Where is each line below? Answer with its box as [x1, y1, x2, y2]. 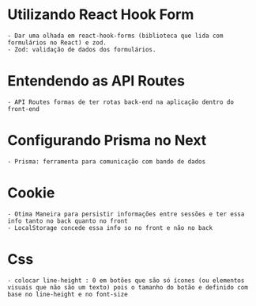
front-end [7, 105, 40, 113]
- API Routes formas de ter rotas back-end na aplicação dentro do [7, 98, 235, 106]
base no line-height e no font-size [7, 290, 128, 298]
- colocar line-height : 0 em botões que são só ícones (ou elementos [7, 276, 245, 285]
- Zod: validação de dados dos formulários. [7, 45, 156, 53]
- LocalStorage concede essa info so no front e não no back [7, 224, 213, 231]
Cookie [7, 184, 55, 201]
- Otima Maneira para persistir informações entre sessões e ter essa [7, 210, 245, 218]
